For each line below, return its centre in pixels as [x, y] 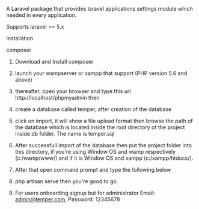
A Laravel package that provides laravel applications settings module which [100, 9]
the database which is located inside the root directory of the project [100, 127]
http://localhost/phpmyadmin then [57, 98]
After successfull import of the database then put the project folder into [103, 145]
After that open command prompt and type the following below [93, 170]
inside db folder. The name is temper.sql [65, 134]
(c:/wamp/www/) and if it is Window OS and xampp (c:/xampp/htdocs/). [104, 158]
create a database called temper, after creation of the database [93, 109]
